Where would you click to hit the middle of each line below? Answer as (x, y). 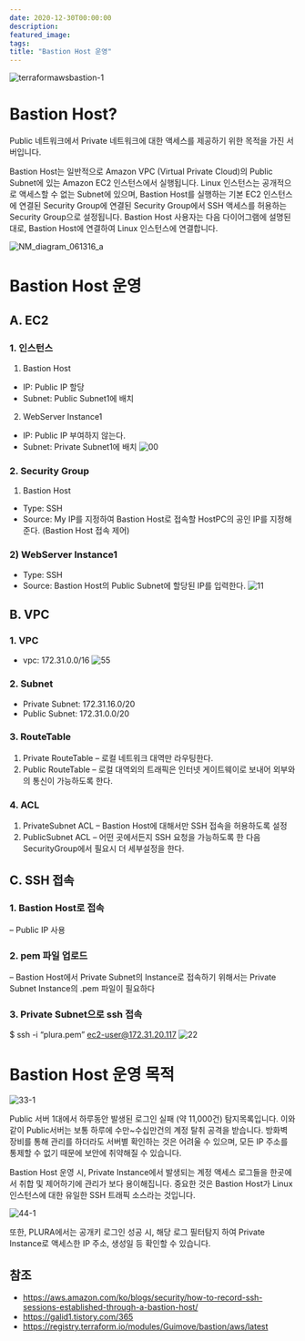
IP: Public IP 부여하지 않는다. (74, 435)
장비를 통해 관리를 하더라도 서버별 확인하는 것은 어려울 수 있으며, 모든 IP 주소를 (149, 1142)
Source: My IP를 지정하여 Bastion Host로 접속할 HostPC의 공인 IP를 (145, 519)
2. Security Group (49, 471)
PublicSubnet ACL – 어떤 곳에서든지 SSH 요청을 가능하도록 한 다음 (142, 838)
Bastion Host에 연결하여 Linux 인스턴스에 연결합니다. (123, 229)
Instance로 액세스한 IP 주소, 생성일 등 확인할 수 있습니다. (110, 1244)
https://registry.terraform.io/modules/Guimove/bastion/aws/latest (145, 1326)
